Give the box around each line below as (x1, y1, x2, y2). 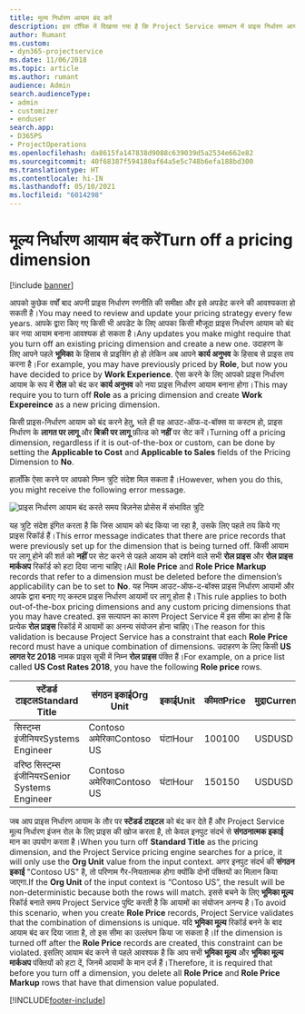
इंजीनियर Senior (14, 770, 71, 782)
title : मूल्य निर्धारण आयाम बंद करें (9, 13, 113, 23)
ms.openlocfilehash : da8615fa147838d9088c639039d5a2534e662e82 (9, 148, 254, 157)
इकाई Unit (159, 694, 196, 707)
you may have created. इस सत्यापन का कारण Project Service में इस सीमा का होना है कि (9, 611, 292, 621)
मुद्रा (254, 694, 267, 707)
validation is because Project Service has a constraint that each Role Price (9, 631, 289, 641)
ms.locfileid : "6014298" (9, 191, 103, 200)
